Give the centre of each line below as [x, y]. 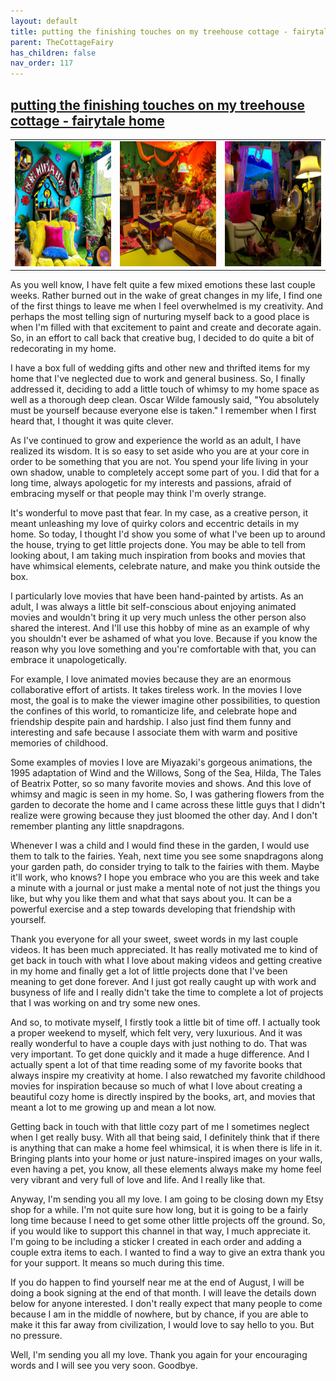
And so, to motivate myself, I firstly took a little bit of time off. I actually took [165, 1022]
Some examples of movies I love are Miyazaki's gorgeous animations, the [161, 762]
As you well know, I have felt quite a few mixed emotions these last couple [163, 285]
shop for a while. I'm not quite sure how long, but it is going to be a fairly [159, 1210]
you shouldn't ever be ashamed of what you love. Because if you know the [164, 639]
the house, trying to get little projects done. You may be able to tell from [158, 545]
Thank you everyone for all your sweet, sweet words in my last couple [154, 939]
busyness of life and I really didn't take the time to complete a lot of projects [167, 992]
